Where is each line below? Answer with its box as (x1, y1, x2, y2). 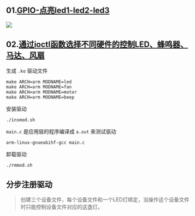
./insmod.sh (6, 116, 35, 123)
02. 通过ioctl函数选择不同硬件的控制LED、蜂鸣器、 (6, 40, 189, 50)
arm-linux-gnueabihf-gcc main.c (6, 139, 85, 145)
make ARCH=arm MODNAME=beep (6, 94, 75, 100)
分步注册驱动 (6, 180, 53, 190)
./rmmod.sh (6, 162, 33, 168)
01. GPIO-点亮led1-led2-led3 (6, 5, 110, 16)
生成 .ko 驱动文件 (6, 67, 48, 74)
